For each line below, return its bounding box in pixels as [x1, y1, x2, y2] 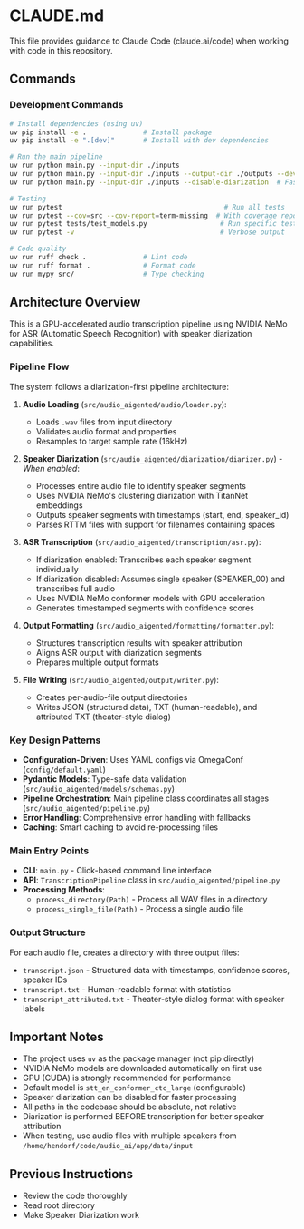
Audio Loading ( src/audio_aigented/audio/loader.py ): [22, 398, 228, 409]
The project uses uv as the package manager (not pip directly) [22, 1053, 255, 1064]
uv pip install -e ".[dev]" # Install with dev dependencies [9, 136, 270, 145]
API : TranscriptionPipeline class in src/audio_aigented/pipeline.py [22, 874, 280, 885]
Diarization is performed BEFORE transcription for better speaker [22, 1111, 265, 1122]
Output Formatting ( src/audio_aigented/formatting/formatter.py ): [22, 619, 274, 630]
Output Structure [9, 926, 86, 939]
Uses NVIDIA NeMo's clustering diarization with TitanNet [35, 490, 249, 501]
